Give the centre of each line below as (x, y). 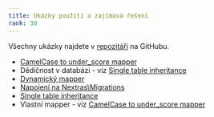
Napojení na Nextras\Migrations (72, 87)
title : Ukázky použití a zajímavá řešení (79, 16)
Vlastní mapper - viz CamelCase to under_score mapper (113, 104)
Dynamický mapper (52, 79)
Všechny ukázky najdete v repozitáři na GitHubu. (89, 46)
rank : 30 (23, 23)
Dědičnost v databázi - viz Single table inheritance (103, 70)
